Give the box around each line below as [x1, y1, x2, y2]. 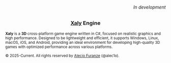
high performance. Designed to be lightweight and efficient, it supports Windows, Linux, [5, 35, 159, 40]
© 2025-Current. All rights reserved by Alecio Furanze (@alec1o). [5, 53, 120, 58]
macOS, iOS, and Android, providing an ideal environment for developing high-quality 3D [5, 40, 160, 45]
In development [133, 4, 166, 10]
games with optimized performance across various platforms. [5, 44, 113, 49]
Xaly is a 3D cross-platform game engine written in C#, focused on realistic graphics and [5, 31, 161, 36]
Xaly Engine [70, 20, 101, 27]
